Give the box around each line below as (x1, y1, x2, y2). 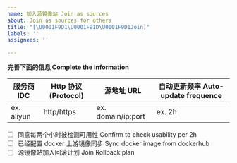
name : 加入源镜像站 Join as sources (7, 10, 109, 18)
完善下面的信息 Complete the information (7, 63, 129, 71)
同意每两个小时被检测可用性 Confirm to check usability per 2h (17, 131, 197, 139)
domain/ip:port (96, 111, 146, 121)
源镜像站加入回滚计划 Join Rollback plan (17, 148, 135, 157)
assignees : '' (7, 37, 49, 44)
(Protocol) (49, 91, 84, 101)
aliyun (11, 111, 31, 121)
